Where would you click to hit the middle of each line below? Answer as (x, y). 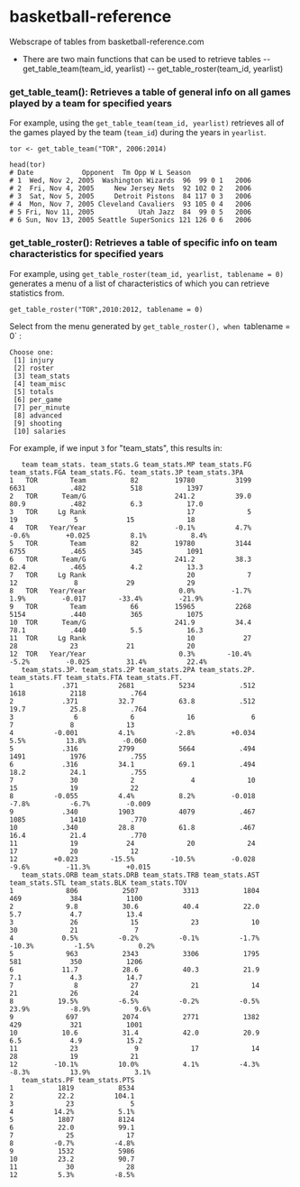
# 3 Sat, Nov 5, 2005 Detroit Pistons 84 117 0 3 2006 (131, 197)
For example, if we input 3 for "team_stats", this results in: (116, 447)
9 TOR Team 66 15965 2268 (131, 606)
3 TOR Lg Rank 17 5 (131, 511)
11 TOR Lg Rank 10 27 (131, 638)
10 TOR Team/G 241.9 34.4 (131, 622)
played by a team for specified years (91, 103)
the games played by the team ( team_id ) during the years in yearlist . (138, 133)
